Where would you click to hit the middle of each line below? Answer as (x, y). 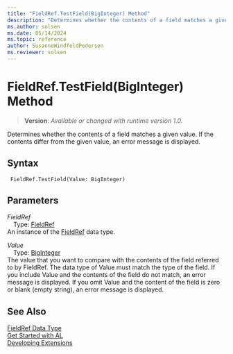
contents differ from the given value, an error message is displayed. (104, 141)
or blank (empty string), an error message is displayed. (86, 289)
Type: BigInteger (37, 253)
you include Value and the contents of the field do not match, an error (107, 275)
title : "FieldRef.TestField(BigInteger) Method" (79, 14)
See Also (27, 311)
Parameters (33, 201)
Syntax (23, 163)
